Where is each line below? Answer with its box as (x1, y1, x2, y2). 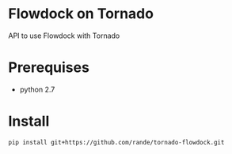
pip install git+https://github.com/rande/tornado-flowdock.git (8, 138, 225, 146)
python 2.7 (19, 85, 55, 94)
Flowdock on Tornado (8, 5, 154, 23)
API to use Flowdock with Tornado (8, 31, 120, 40)
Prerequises (8, 58, 89, 77)
